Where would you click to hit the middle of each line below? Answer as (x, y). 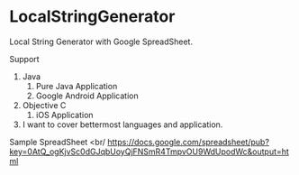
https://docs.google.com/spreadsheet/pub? (189, 142)
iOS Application (64, 115)
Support (24, 59)
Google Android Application (87, 96)
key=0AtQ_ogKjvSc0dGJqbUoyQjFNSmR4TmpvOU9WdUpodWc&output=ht (149, 152)
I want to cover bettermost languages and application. (122, 124)
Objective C (44, 105)
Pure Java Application (77, 86)
